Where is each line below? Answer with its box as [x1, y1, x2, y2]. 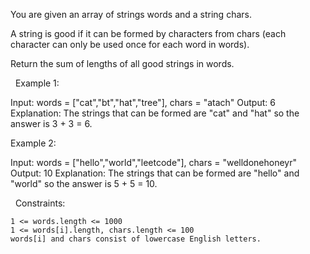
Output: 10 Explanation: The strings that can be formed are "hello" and [10, 167, 300, 179]
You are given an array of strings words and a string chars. [10, 9, 252, 20]
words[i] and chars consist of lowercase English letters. [10, 234, 262, 244]
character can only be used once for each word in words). [10, 39, 250, 50]
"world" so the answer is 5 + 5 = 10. [10, 178, 158, 189]
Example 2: [10, 137, 57, 149]
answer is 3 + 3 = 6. [10, 118, 93, 129]
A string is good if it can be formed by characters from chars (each [10, 28, 287, 39]
